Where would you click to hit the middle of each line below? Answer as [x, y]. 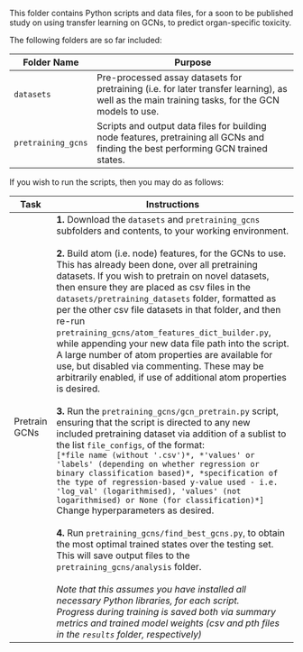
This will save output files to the [123, 556]
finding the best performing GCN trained [182, 148]
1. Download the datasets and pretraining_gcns [158, 220]
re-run [71, 321]
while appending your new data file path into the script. [173, 344]
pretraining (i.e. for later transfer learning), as [192, 89]
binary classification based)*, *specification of [167, 473]
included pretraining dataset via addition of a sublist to [171, 434]
